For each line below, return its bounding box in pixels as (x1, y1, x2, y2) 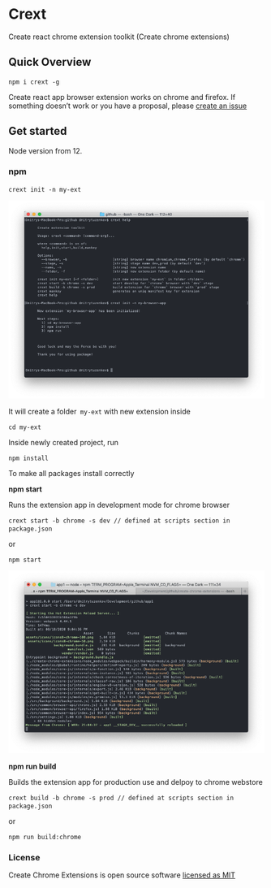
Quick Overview (8, 55, 92, 69)
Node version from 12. (8, 145, 83, 155)
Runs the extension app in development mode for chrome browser (8, 500, 230, 509)
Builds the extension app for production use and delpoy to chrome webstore (8, 777, 264, 786)
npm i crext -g (8, 78, 60, 86)
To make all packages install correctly (8, 468, 135, 478)
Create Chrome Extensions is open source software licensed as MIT (8, 870, 236, 880)
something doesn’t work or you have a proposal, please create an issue (8, 101, 247, 110)
